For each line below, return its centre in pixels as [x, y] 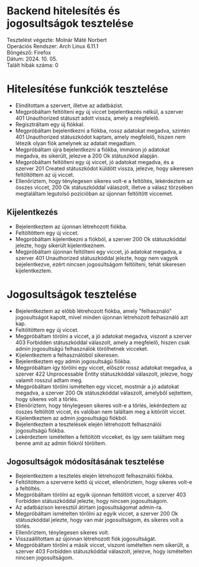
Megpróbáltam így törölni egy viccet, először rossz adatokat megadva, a [104, 367]
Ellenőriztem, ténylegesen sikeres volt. [62, 533]
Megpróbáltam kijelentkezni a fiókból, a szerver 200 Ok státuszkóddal [101, 239]
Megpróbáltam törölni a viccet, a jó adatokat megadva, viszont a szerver [103, 336]
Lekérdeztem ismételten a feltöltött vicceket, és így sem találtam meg [100, 437]
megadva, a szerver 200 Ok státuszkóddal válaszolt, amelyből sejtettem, [104, 393]
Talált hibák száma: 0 [33, 65]
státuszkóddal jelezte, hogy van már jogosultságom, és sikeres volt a [99, 520]
